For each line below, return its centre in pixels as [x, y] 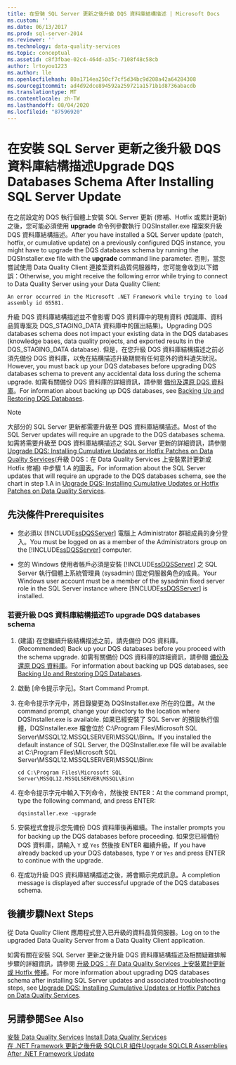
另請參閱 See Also [46, 1019]
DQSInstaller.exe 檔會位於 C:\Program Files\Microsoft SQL [114, 728]
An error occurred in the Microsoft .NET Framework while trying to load [118, 297]
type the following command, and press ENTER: [87, 800]
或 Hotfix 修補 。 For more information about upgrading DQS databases [109, 972]
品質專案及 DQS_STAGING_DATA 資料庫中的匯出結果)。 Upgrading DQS [110, 325]
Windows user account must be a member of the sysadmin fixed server [121, 581]
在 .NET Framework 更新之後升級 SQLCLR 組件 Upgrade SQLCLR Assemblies [118, 1046]
